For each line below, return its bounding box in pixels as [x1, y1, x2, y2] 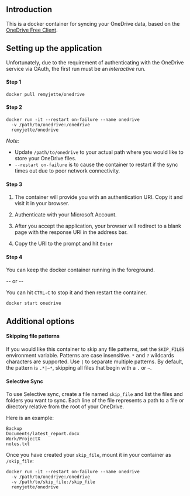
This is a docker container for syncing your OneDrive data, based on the [6, 20, 180, 27]
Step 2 [6, 104, 22, 111]
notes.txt [6, 441, 30, 447]
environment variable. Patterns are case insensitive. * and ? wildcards [6, 352, 174, 359]
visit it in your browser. [14, 200, 70, 207]
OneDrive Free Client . [6, 26, 58, 33]
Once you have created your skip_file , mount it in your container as [6, 452, 171, 459]
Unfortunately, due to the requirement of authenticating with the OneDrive [6, 58, 184, 66]
